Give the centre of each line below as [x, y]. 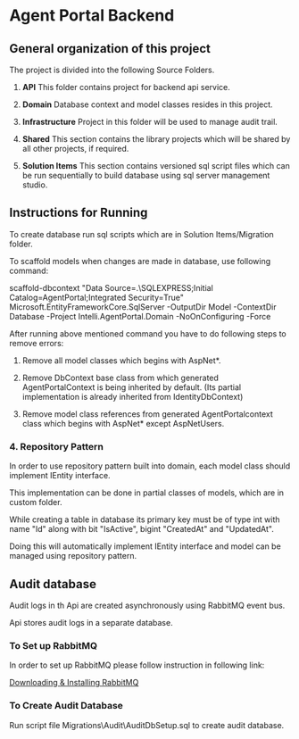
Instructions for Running [79, 213]
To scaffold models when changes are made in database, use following [140, 261]
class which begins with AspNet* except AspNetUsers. [123, 423]
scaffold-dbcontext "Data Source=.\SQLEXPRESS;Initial [112, 287]
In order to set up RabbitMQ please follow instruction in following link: [137, 665]
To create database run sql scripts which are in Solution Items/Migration [141, 234]
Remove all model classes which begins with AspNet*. [121, 360]
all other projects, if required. [75, 149]
